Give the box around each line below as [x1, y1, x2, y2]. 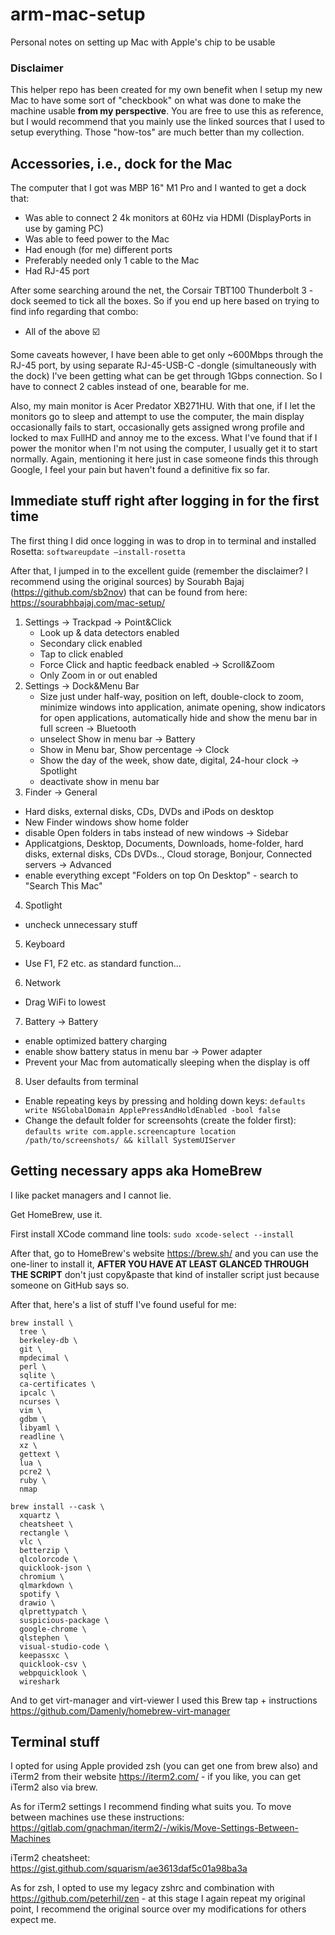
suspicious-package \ [19, 1615, 110, 1625]
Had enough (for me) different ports [24, 244, 173, 256]
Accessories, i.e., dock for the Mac [10, 155, 233, 172]
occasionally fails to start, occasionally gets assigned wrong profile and [10, 421, 305, 433]
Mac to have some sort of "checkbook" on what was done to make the [10, 94, 302, 107]
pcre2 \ [19, 1466, 52, 1477]
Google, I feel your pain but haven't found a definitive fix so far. [10, 464, 270, 476]
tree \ [19, 1326, 47, 1337]
